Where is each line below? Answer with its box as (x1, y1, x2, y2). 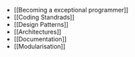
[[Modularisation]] (13, 43, 66, 50)
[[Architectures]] (13, 27, 62, 36)
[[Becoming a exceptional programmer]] (13, 6, 129, 14)
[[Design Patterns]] (13, 21, 69, 28)
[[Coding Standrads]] (13, 13, 75, 21)
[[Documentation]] (13, 35, 67, 43)
